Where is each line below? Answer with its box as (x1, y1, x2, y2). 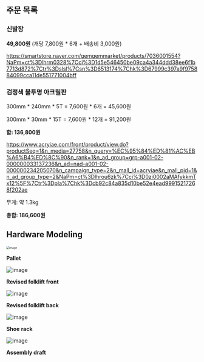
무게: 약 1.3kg (6, 198, 39, 206)
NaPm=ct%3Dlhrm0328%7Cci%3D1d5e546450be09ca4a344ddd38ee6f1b (6, 58, 196, 66)
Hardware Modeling (6, 229, 83, 240)
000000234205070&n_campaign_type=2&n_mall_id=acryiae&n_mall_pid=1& (6, 166, 197, 174)
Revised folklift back (6, 301, 59, 308)
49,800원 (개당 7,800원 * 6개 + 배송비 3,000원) (6, 40, 122, 47)
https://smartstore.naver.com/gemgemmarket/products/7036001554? (6, 52, 181, 59)
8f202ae (6, 186, 28, 193)
